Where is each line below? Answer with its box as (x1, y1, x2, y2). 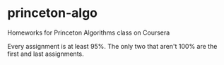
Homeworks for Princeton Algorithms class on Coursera (7, 28, 170, 37)
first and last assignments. (7, 49, 85, 58)
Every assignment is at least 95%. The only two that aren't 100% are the (7, 42, 218, 50)
